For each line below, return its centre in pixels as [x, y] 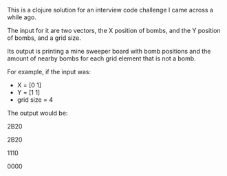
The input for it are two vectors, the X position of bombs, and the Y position [114, 31]
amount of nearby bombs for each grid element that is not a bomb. [101, 58]
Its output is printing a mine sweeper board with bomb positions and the [109, 51]
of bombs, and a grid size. [44, 38]
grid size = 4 [35, 100]
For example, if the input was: [49, 72]
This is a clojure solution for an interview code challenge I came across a [110, 10]
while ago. [22, 17]
